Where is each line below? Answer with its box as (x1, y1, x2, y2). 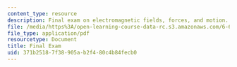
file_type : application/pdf (7, 29, 90, 37)
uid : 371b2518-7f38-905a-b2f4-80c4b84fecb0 (7, 50, 138, 57)
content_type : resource (7, 10, 78, 17)
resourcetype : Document (7, 36, 78, 43)
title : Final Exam (7, 43, 61, 50)
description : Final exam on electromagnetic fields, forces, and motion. (7, 17, 229, 24)
